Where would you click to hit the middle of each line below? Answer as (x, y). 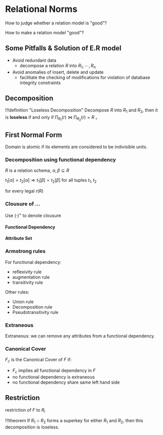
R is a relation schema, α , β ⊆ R (37, 171)
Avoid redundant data (34, 60)
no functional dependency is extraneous (54, 377)
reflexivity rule (27, 272)
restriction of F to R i (25, 410)
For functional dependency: (33, 262)
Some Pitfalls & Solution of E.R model (63, 48)
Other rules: (17, 292)
